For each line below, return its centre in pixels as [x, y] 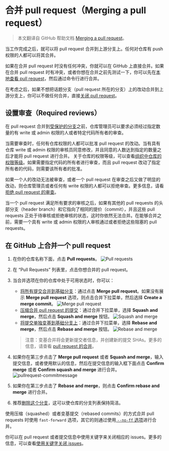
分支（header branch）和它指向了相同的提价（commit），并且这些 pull [82, 209]
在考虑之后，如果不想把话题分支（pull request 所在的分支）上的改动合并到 [82, 89]
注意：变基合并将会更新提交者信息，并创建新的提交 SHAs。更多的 [93, 340]
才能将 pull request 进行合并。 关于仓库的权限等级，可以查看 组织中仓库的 [86, 156]
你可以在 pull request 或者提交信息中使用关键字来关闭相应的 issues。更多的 [83, 437]
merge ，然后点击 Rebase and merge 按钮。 [66, 329]
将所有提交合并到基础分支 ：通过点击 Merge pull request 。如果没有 [90, 291]
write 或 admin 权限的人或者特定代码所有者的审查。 [73, 133]
